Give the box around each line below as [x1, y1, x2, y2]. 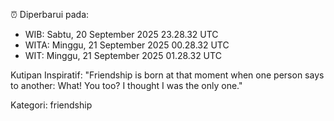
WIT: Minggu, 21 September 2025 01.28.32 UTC [24, 50, 222, 61]
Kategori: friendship [10, 99, 93, 111]
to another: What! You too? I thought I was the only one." [10, 80, 243, 91]
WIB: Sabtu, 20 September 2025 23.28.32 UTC [24, 29, 219, 40]
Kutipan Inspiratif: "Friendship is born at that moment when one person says [10, 69, 325, 81]
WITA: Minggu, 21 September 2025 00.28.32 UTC [24, 39, 230, 51]
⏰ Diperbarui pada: [10, 9, 90, 20]
